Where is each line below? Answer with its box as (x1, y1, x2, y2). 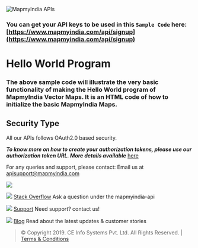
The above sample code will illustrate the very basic (6, 78, 159, 86)
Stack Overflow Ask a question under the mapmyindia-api (13, 193, 155, 200)
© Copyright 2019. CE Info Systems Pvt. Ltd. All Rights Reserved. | (20, 228, 183, 236)
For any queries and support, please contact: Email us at (6, 163, 144, 170)
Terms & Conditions (20, 235, 69, 242)
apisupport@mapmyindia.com (6, 169, 80, 177)
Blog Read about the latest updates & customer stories (13, 217, 147, 224)
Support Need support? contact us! (13, 205, 100, 212)
